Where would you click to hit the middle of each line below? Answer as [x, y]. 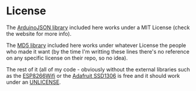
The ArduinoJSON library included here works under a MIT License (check [98, 27]
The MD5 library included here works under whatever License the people [96, 45]
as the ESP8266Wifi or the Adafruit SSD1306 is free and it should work [93, 76]
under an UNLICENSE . [33, 82]
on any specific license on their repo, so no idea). [67, 58]
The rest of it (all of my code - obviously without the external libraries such [98, 69]
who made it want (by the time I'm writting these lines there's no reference [98, 51]
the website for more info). [39, 33]
